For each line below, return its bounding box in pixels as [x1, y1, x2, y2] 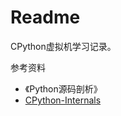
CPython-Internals [24, 94, 102, 106]
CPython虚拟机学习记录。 [10, 40, 117, 52]
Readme [10, 6, 81, 29]
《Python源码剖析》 [24, 82, 103, 95]
